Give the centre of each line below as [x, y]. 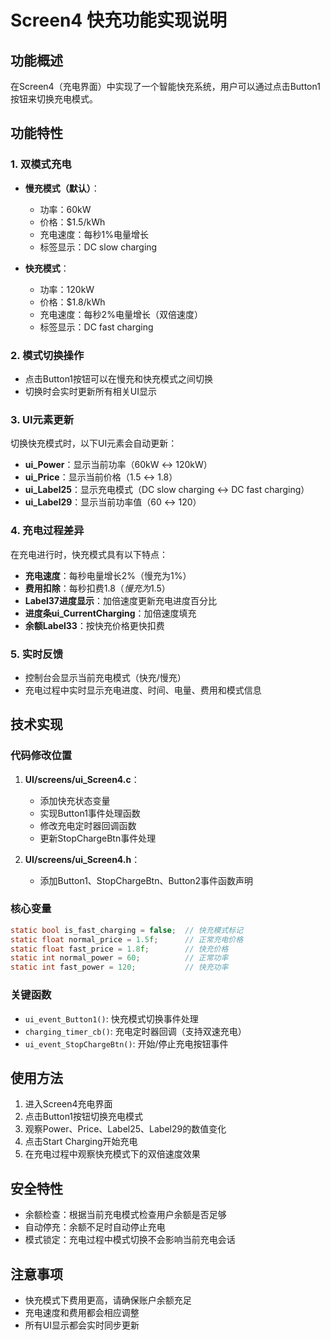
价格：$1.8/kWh [72, 302]
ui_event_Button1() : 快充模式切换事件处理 [111, 1018]
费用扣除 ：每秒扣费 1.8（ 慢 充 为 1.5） [97, 588]
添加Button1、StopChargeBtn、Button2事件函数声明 [146, 880]
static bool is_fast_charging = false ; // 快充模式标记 [127, 930]
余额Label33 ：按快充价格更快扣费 [94, 625]
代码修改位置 [41, 756]
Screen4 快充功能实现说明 [118, 20]
